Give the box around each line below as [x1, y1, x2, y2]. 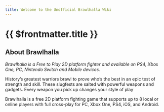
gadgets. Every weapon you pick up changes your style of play [5, 86, 133, 92]
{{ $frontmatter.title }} [5, 28, 98, 39]
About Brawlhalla [5, 48, 59, 57]
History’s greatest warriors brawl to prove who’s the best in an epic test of [5, 76, 156, 82]
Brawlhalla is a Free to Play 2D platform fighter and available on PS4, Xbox [5, 61, 159, 67]
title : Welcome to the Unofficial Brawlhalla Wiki [5, 7, 112, 12]
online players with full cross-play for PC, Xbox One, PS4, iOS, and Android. [5, 101, 160, 107]
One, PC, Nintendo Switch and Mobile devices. [5, 66, 100, 72]
